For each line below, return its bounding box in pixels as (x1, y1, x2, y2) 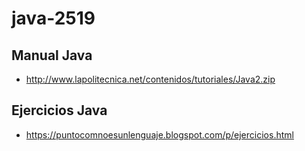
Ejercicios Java (11, 102, 108, 119)
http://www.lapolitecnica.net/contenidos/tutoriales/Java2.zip (25, 73, 276, 85)
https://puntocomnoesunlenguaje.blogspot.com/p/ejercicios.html (25, 128, 294, 141)
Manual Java (11, 47, 93, 64)
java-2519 (11, 7, 96, 30)
